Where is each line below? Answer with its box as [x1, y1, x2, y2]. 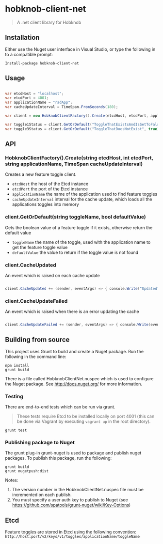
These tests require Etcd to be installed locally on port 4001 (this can [16, 413, 155, 420]
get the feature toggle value [12, 244, 68, 250]
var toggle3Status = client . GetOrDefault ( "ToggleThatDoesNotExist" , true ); [5, 126, 162, 131]
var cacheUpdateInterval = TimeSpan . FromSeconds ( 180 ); [5, 105, 118, 109]
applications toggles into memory [12, 202, 79, 207]
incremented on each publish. [12, 492, 72, 497]
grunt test [5, 428, 27, 433]
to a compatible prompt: [5, 51, 53, 57]
